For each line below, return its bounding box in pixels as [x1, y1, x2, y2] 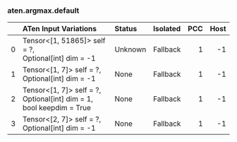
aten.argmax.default [7, 6, 80, 16]
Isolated [152, 24, 181, 34]
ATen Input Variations [22, 24, 97, 34]
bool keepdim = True [22, 103, 92, 113]
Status [114, 24, 138, 34]
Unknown [114, 45, 147, 54]
